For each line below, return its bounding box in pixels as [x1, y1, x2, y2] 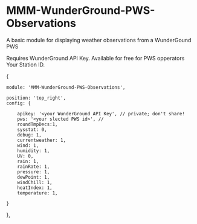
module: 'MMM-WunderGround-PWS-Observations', [6, 84, 126, 91]
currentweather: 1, [17, 137, 66, 143]
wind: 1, [17, 142, 39, 149]
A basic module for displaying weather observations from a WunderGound [6, 36, 192, 43]
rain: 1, [17, 158, 39, 164]
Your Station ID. [6, 61, 45, 68]
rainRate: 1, [17, 164, 50, 170]
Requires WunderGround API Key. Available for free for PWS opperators [6, 54, 185, 62]
